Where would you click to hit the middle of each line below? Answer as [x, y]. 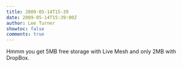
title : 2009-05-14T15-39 [37, 12]
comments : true [25, 34]
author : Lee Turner [31, 23]
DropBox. [18, 58]
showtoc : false [25, 29]
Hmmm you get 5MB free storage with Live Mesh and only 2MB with [91, 51]
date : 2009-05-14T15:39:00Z [42, 18]
